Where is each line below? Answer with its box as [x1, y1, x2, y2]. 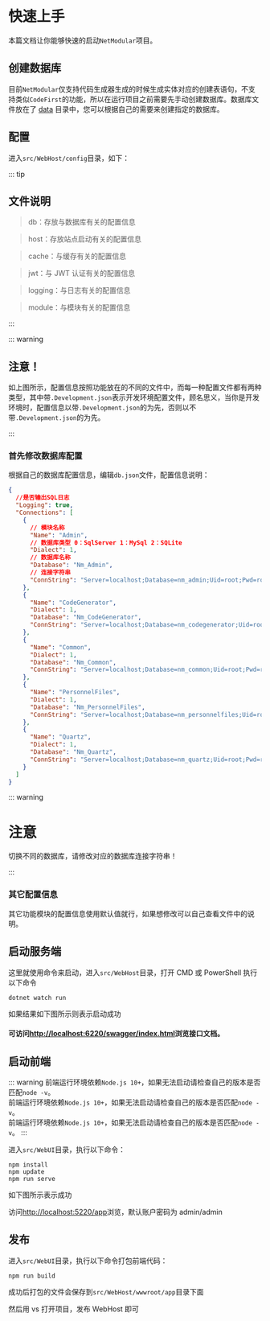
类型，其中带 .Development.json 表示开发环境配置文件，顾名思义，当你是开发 [8, 393, 260, 402]
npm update [8, 1167, 45, 1175]
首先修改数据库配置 [8, 451, 83, 462]
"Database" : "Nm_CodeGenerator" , [29, 613, 142, 622]
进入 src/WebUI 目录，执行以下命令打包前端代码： [8, 1256, 168, 1265]
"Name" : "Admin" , [29, 531, 88, 539]
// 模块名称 [29, 524, 66, 532]
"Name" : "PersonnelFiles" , [29, 689, 121, 697]
